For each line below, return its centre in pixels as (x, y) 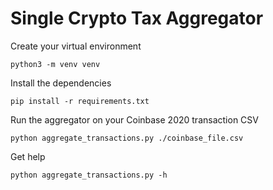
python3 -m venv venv (55, 64)
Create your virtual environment (76, 46)
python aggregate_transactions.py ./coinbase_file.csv (127, 138)
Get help (28, 156)
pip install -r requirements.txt (80, 101)
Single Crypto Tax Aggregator (137, 18)
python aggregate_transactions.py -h (89, 175)
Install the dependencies (61, 83)
